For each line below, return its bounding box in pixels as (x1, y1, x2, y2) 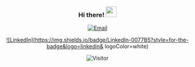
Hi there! (78, 10, 105, 19)
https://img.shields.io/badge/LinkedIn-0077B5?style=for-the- (34, 37, 189, 44)
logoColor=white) (104, 43, 149, 50)
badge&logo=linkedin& (46, 43, 104, 50)
